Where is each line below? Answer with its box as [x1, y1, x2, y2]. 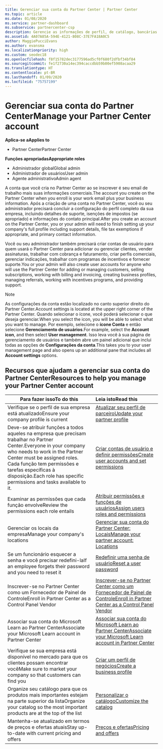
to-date [7, 730, 26, 737]
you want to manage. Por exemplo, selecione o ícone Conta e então [5, 321, 141, 327]
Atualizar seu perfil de [95, 404, 146, 411]
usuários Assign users [95, 505, 145, 512]
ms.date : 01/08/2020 [5, 16, 47, 21]
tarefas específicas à [7, 466, 55, 473]
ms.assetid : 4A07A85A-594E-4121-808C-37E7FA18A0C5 [5, 34, 110, 39]
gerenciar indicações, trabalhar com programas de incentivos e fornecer [5, 256, 150, 262]
